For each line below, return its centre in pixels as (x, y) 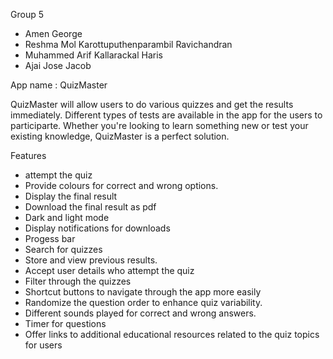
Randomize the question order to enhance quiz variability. (143, 302)
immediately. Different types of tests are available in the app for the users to (166, 115)
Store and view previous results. (91, 260)
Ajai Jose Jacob (58, 65)
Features (28, 155)
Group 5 (27, 14)
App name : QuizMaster (59, 85)
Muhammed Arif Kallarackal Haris (94, 55)
